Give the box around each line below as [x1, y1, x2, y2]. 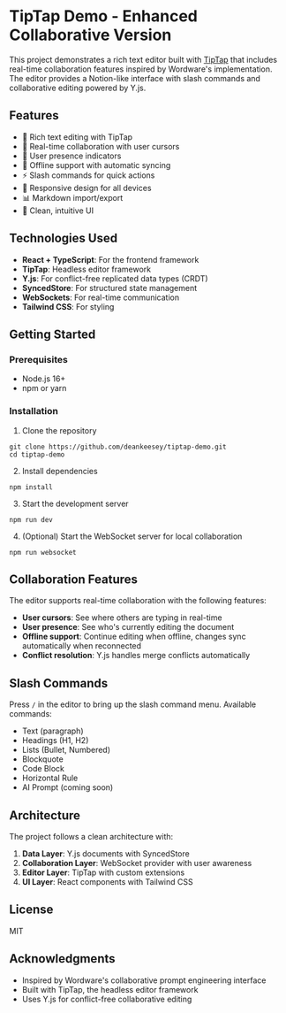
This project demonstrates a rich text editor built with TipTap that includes [9, 54, 278, 65]
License [9, 902, 54, 917]
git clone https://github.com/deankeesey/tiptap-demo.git [9, 442, 227, 451]
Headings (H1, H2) [21, 735, 89, 746]
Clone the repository [21, 425, 97, 435]
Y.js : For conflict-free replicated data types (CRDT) [21, 272, 209, 284]
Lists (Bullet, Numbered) [21, 745, 111, 756]
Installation [9, 405, 59, 418]
